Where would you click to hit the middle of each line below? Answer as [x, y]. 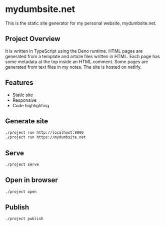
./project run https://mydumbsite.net [45, 137]
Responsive [24, 100]
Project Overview [33, 39]
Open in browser [32, 180]
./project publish [24, 219]
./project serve [22, 164]
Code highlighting [31, 105]
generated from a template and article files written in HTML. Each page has [82, 56]
